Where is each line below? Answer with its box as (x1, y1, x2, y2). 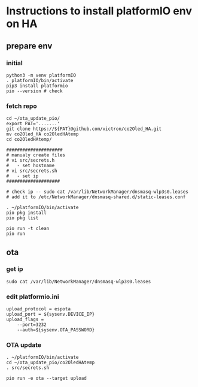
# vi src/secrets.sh (6, 168, 58, 174)
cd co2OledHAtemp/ (6, 137, 52, 143)
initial (6, 59, 23, 67)
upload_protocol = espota (6, 306, 71, 312)
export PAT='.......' (6, 121, 60, 127)
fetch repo (6, 102, 37, 110)
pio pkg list (6, 215, 39, 221)
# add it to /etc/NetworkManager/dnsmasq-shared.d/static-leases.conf (6, 194, 186, 200)
